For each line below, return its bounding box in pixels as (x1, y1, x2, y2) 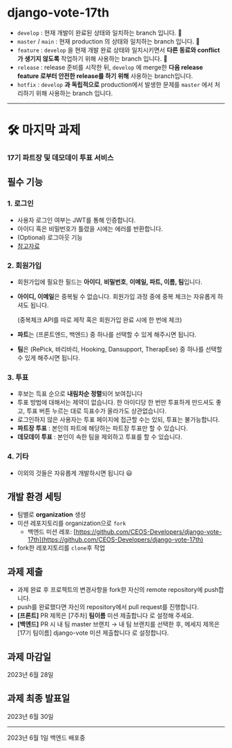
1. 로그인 (7, 199, 35, 209)
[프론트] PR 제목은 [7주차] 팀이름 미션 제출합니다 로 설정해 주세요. (17, 611, 194, 620)
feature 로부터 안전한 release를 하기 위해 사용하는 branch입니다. (17, 71, 193, 80)
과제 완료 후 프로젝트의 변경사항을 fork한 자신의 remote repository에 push (17, 586, 219, 594)
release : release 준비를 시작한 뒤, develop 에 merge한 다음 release (17, 63, 204, 71)
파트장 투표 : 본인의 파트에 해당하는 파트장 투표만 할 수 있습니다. (17, 424, 188, 432)
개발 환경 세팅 (7, 491, 62, 503)
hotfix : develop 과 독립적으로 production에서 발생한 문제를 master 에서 (17, 80, 213, 88)
